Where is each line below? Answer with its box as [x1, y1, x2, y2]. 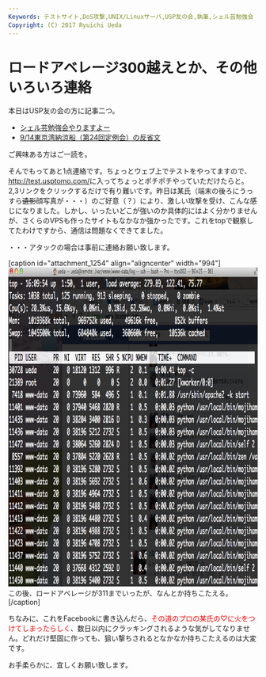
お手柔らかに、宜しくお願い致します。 [8, 660, 133, 670]
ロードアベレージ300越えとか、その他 [8, 59, 257, 77]
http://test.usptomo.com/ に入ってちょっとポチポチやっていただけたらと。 [8, 177, 249, 186]
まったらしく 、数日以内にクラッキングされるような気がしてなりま [28, 624, 244, 633]
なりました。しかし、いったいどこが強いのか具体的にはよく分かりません [21, 206, 258, 215]
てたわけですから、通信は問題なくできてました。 [8, 226, 168, 235]
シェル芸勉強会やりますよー [19, 123, 111, 132]
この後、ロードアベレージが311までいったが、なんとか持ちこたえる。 [8, 588, 233, 598]
